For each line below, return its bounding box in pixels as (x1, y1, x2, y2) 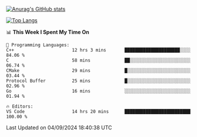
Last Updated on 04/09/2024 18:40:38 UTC (6, 124, 112, 131)
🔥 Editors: (6, 104, 34, 109)
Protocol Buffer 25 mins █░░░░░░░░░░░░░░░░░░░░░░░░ (6, 78, 191, 84)
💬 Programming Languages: (6, 42, 69, 48)
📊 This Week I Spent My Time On (6, 29, 89, 35)
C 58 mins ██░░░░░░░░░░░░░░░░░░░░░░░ (6, 57, 191, 63)
